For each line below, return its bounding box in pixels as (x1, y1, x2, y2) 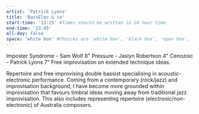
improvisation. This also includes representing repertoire (6, 95, 144, 102)
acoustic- (158, 70, 182, 77)
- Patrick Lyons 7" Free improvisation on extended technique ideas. (6, 58, 171, 66)
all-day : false (6, 31, 44, 37)
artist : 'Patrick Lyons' (6, 8, 68, 15)
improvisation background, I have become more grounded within (6, 83, 165, 89)
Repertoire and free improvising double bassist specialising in (6, 70, 157, 77)
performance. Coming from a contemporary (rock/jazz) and (31, 76, 178, 83)
